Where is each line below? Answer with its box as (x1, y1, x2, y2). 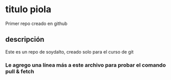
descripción (5, 35, 45, 44)
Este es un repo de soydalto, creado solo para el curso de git (5, 48, 134, 55)
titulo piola (5, 4, 52, 15)
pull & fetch (5, 68, 34, 75)
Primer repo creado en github (5, 20, 68, 26)
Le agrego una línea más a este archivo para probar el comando (5, 61, 166, 68)
